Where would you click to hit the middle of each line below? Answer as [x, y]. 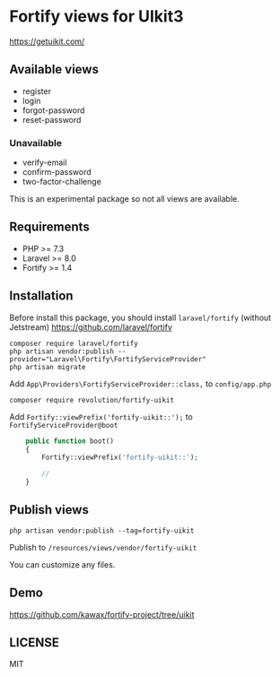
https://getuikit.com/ [47, 41]
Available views [54, 69]
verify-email [44, 162]
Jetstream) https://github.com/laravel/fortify [91, 327]
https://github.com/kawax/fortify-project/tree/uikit [102, 614]
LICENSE [35, 643]
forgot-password [53, 110]
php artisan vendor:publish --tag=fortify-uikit [102, 531]
